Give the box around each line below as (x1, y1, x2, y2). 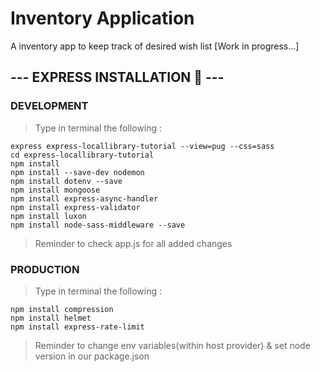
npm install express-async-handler (10, 193, 159, 204)
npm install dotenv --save (10, 176, 123, 186)
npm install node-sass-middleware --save (10, 220, 186, 230)
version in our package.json (34, 350, 150, 362)
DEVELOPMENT (10, 99, 89, 113)
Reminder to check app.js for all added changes (34, 237, 233, 249)
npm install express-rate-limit (10, 322, 145, 332)
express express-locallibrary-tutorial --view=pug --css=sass (10, 141, 275, 151)
